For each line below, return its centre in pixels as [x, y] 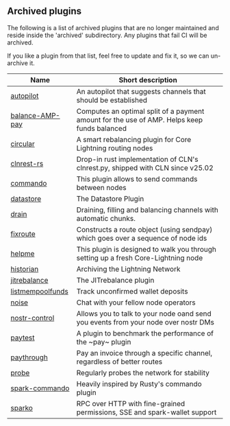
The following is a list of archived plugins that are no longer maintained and [113, 27]
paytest [23, 338]
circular [23, 143]
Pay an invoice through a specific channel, [144, 353]
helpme [23, 253]
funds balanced [101, 128]
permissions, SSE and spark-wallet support [146, 412]
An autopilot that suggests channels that [141, 91]
